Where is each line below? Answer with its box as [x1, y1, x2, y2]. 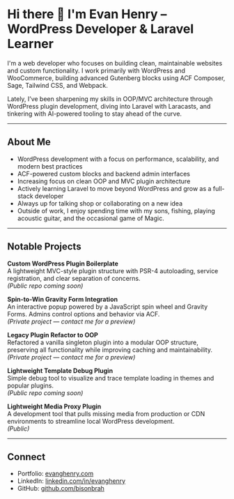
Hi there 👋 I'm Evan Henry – [7, 6, 167, 22]
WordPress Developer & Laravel [7, 21, 194, 37]
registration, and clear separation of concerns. [7, 274, 141, 282]
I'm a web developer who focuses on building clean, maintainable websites [7, 59, 223, 67]
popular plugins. [7, 381, 54, 390]
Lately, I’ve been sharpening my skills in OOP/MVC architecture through [7, 94, 213, 103]
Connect [7, 451, 46, 463]
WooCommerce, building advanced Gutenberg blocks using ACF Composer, [7, 73, 226, 82]
